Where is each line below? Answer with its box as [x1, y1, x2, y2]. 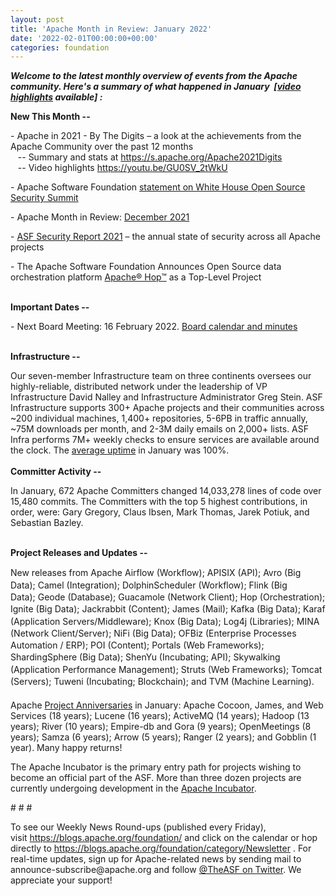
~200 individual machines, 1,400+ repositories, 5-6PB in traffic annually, [10, 412, 308, 425]
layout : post [10, 14, 65, 25]
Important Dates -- [10, 301, 90, 313]
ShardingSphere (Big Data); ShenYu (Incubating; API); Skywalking [10, 651, 281, 663]
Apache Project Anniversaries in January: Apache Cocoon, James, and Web [10, 699, 324, 711]
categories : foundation [10, 42, 110, 53]
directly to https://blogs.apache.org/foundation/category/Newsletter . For [10, 842, 312, 854]
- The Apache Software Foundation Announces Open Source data [10, 261, 282, 273]
